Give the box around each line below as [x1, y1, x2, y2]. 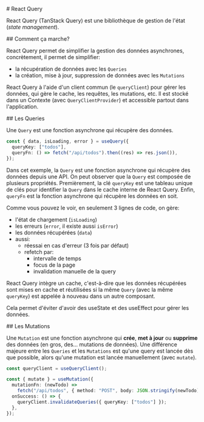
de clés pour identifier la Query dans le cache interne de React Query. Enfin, [6, 186, 195, 193]
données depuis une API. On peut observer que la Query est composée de [6, 173, 191, 180]
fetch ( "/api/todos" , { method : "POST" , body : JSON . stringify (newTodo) [17, 388, 200, 394]
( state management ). [6, 24, 59, 30]
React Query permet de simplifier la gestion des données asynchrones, [6, 47, 185, 54]
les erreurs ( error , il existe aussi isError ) [15, 222, 118, 230]
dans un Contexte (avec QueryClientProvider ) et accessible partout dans [6, 97, 189, 104]
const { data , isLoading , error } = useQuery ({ [6, 138, 129, 144]
